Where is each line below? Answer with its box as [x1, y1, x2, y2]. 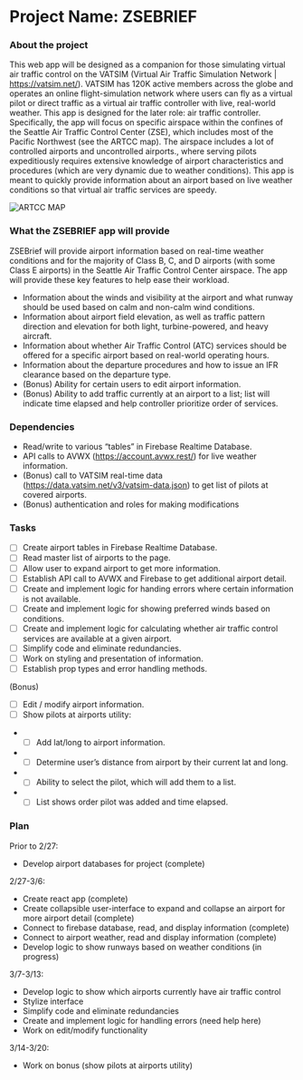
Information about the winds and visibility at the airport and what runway [22, 292, 294, 303]
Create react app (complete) [22, 893, 128, 904]
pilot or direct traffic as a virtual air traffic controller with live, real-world [9, 98, 276, 109]
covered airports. [22, 490, 88, 501]
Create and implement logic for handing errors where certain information [22, 583, 294, 594]
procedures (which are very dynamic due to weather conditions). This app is [9, 165, 295, 176]
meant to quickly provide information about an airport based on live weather [9, 175, 293, 186]
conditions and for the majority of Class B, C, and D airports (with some [9, 255, 276, 266]
